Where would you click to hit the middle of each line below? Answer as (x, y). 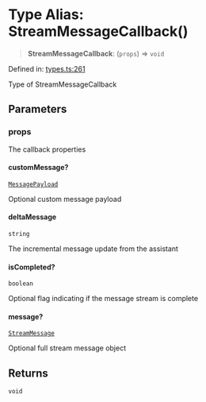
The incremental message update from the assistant (93, 249)
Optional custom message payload (65, 199)
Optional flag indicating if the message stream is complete (103, 299)
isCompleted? (32, 267)
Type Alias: (46, 15)
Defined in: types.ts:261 (47, 68)
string (19, 234)
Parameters (38, 109)
